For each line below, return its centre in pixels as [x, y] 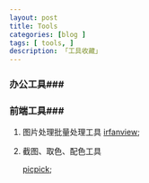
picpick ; [37, 169]
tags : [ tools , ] [42, 43]
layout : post [34, 18]
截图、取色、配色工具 [61, 151]
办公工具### [37, 85]
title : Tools [34, 26]
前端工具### [37, 111]
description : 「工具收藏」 [56, 51]
